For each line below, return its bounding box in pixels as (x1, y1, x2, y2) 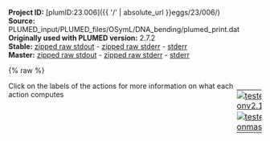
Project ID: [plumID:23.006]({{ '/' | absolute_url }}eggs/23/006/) (8, 8, 221, 17)
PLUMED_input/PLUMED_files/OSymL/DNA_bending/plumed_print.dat (8, 25, 239, 34)
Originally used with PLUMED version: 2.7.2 (8, 33, 156, 42)
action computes (8, 90, 64, 99)
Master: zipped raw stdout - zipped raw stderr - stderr (8, 50, 190, 59)
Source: (8, 16, 36, 26)
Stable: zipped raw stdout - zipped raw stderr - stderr (8, 42, 187, 51)
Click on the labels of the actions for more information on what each (8, 81, 234, 91)
